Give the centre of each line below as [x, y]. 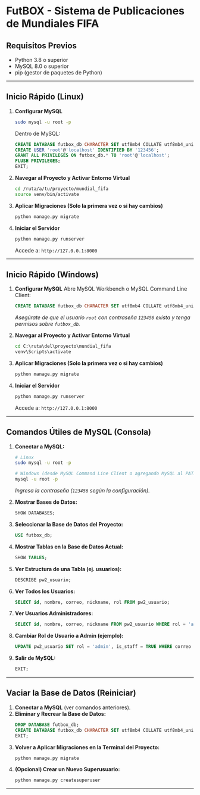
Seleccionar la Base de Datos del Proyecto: [69, 524]
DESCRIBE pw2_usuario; [43, 580]
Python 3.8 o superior [41, 60]
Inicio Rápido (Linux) [45, 97]
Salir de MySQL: [35, 658]
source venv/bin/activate [47, 194]
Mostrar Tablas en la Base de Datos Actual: [69, 547]
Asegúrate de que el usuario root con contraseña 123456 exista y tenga [102, 317]
